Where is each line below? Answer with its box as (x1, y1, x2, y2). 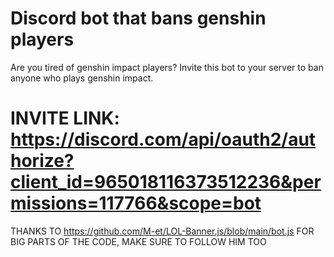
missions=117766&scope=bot (10, 192, 262, 215)
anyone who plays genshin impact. (10, 72, 154, 84)
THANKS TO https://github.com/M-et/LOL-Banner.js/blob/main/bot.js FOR (10, 225, 315, 237)
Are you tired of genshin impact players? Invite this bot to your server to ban (10, 61, 324, 73)
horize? (10, 150, 75, 172)
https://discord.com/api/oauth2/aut (10, 128, 317, 151)
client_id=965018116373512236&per (10, 171, 322, 194)
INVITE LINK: (10, 107, 120, 130)
